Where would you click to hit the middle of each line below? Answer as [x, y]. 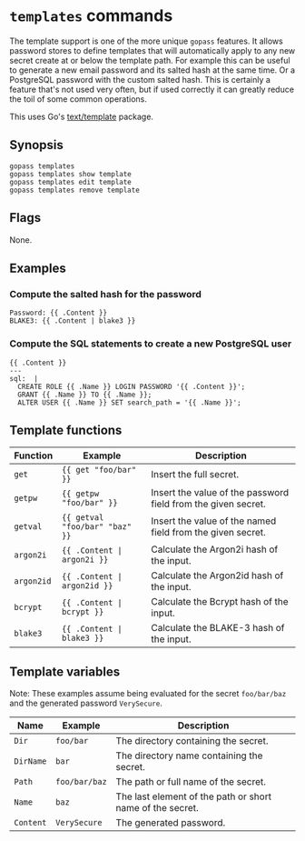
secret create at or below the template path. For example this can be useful [150, 60]
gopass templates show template [70, 174]
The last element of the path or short [194, 796]
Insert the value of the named [214, 521]
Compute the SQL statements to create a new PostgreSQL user [151, 344]
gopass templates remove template [75, 190]
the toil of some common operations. [79, 99]
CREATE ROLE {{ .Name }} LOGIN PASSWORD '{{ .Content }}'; [132, 386]
